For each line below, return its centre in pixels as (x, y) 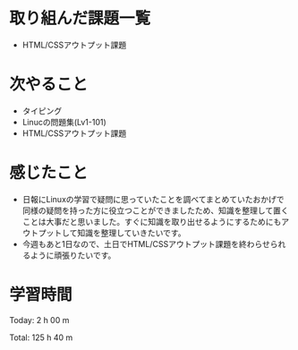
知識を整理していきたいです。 (132, 233)
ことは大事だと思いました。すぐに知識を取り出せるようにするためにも (152, 221)
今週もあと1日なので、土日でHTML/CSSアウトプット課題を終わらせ (146, 243)
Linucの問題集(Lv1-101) (64, 122)
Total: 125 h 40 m (41, 337)
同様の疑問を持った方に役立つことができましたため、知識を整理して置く (155, 210)
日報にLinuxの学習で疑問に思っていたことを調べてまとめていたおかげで (153, 199)
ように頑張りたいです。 (73, 255)
